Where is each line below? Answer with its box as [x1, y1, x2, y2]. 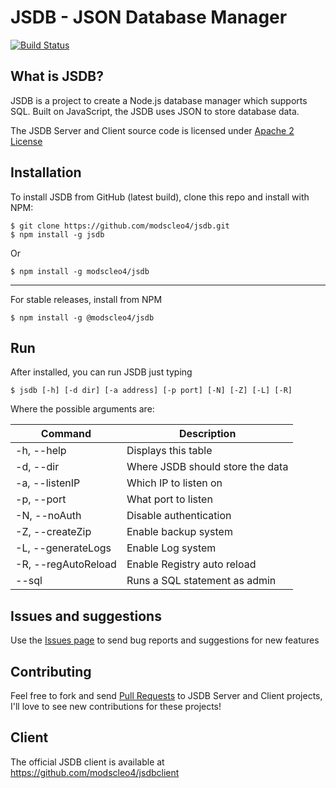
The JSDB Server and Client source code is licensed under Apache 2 [10, 124, 295, 136]
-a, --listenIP [15, 476, 81, 490]
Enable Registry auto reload [126, 557, 257, 571]
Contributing [10, 663, 92, 680]
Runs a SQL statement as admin [126, 574, 277, 588]
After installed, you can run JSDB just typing [10, 366, 193, 378]
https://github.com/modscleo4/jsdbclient [10, 766, 180, 778]
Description [178, 427, 237, 441]
